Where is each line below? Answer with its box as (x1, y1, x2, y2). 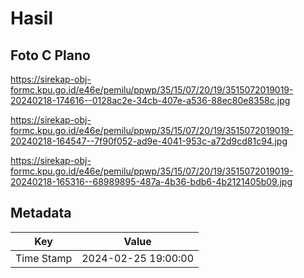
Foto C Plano (10, 47, 91, 64)
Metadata (10, 205, 72, 222)
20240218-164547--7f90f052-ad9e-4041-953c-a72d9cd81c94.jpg (10, 135, 288, 147)
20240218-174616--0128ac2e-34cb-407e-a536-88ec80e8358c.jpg (10, 95, 291, 106)
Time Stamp (15, 251, 73, 265)
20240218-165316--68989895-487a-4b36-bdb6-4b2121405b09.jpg (10, 176, 293, 187)
